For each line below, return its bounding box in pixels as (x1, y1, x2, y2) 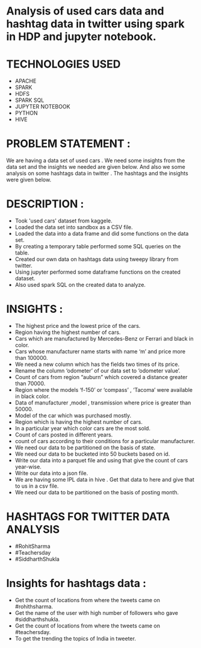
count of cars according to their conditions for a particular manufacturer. (14, 437, 196, 444)
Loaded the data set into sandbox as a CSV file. (14, 224, 133, 230)
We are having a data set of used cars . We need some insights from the (6, 157, 185, 164)
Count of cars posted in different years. (14, 431, 113, 438)
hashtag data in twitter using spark (6, 17, 185, 31)
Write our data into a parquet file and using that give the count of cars (14, 456, 188, 464)
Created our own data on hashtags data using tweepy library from (14, 256, 179, 263)
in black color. (14, 392, 50, 400)
